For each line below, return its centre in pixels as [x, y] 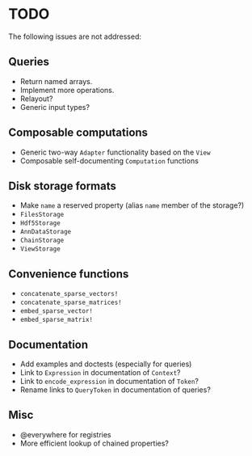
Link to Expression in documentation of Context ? [100, 372]
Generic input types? [55, 107]
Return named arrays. [56, 81]
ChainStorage [42, 241]
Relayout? [36, 99]
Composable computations [78, 133]
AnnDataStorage [46, 232]
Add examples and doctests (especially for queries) [106, 364]
